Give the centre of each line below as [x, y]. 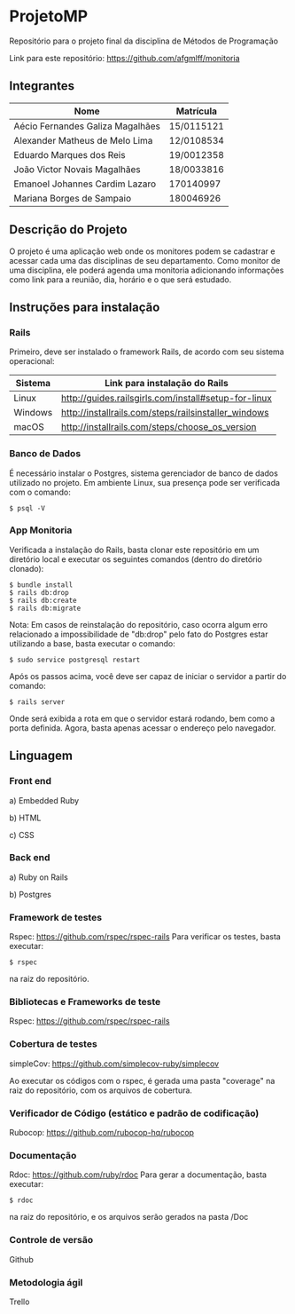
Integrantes [42, 86]
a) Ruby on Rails [39, 877]
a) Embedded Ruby [44, 800]
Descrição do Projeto [68, 230]
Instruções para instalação [85, 307]
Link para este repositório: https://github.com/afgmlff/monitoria [124, 58]
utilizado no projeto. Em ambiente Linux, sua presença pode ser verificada [145, 482]
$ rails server [37, 702]
